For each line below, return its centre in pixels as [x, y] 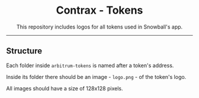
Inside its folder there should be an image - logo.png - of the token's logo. [96, 77]
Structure [24, 51]
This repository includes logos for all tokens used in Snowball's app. [99, 27]
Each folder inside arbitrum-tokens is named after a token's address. [90, 65]
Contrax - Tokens [99, 10]
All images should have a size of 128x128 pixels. [65, 88]
